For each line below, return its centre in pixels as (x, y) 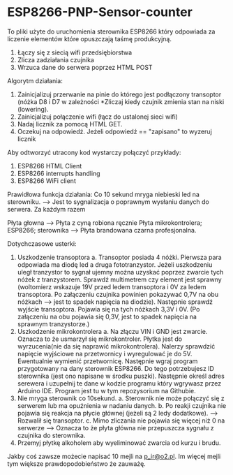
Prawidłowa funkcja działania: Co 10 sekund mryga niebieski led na (104, 194)
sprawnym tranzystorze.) (53, 324)
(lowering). (33, 109)
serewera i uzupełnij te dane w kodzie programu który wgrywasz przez (119, 383)
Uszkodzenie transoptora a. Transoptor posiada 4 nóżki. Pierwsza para (119, 257)
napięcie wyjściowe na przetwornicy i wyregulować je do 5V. (105, 353)
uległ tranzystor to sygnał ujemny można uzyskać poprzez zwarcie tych (120, 272)
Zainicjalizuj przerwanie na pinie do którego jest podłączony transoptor (119, 94)
